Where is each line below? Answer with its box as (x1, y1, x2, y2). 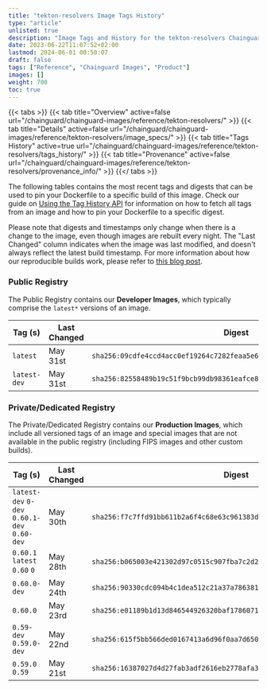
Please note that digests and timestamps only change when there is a (8, 223, 236, 232)
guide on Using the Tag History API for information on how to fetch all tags (8, 199, 252, 208)
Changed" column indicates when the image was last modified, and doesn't (8, 239, 256, 249)
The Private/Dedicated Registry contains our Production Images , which (8, 419, 243, 430)
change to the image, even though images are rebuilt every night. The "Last (8, 232, 256, 241)
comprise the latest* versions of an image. (8, 303, 151, 313)
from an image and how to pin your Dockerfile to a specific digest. (8, 208, 225, 217)
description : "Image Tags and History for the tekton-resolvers (8, 33, 226, 42)
